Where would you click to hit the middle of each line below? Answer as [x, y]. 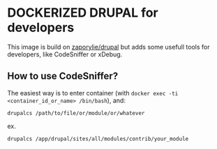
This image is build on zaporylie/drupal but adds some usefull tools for [108, 47]
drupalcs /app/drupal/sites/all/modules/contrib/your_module [98, 139]
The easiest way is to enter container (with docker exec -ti [93, 93]
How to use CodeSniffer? [63, 76]
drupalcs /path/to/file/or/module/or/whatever [76, 113]
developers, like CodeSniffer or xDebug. [65, 54]
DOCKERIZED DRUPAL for [83, 13]
